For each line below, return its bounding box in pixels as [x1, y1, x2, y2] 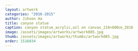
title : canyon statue [5, 20, 49, 26]
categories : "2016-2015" [5, 12, 56, 17]
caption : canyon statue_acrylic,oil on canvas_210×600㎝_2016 [5, 25, 133, 30]
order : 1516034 [5, 39, 36, 44]
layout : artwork [5, 7, 38, 12]
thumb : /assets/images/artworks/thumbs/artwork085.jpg [5, 34, 119, 39]
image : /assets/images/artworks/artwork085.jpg [5, 30, 104, 34]
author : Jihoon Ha [5, 16, 42, 21]
